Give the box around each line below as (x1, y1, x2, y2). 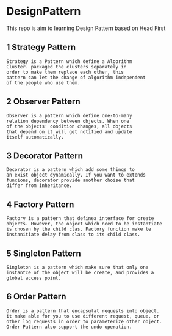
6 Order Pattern (6, 291, 66, 302)
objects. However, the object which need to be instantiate (6, 221, 163, 227)
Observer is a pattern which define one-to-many (6, 112, 132, 119)
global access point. (6, 275, 62, 281)
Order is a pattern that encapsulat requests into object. (6, 307, 160, 314)
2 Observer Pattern (6, 97, 81, 107)
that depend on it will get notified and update (6, 128, 132, 135)
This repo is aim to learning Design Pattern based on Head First (6, 24, 166, 32)
